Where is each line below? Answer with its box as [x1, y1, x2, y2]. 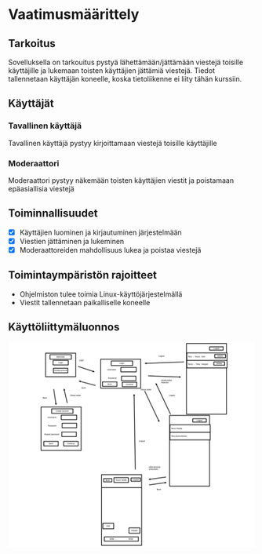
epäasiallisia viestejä [8, 184, 75, 193]
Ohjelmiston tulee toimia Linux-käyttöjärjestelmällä [19, 289, 183, 299]
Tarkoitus [8, 37, 56, 50]
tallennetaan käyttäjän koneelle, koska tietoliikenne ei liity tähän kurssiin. [8, 75, 242, 83]
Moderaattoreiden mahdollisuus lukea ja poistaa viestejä [19, 245, 202, 254]
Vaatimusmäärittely [8, 5, 140, 24]
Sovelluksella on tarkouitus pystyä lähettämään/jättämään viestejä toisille [8, 57, 244, 67]
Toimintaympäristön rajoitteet [8, 268, 157, 282]
